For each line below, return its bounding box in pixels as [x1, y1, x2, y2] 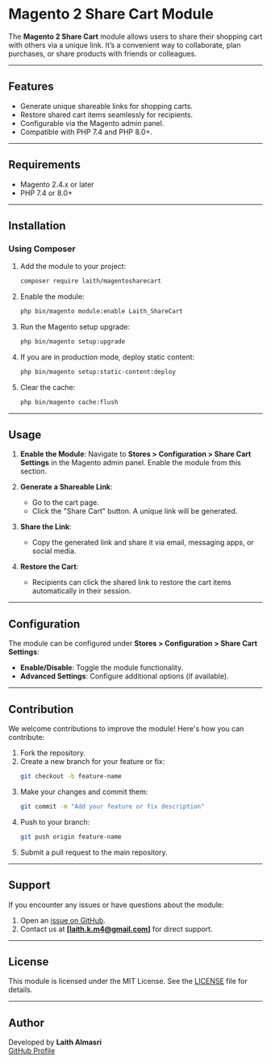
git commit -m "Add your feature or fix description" [19, 802, 205, 810]
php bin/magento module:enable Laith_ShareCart [19, 308, 183, 316]
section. [19, 466, 48, 477]
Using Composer [8, 243, 76, 254]
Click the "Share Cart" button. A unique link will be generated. [31, 506, 238, 516]
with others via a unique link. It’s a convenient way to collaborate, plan [8, 40, 241, 49]
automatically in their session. [31, 586, 131, 596]
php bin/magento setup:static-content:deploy [19, 368, 176, 376]
